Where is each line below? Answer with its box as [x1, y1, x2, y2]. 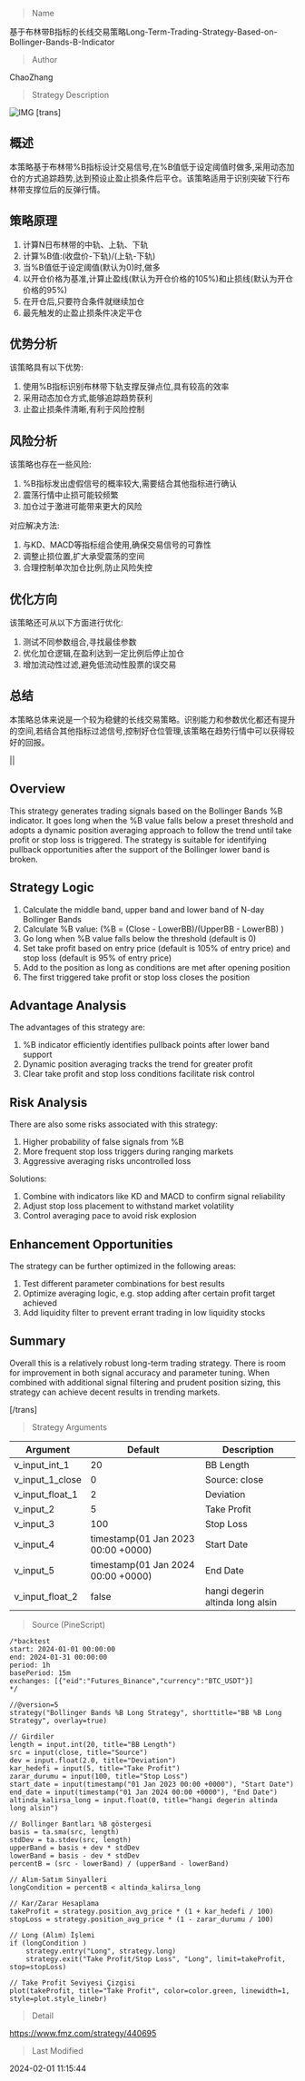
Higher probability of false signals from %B [22, 1137, 184, 1148]
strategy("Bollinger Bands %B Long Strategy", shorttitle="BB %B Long [9, 1708, 282, 1717]
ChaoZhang [9, 72, 54, 83]
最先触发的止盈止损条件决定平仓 [22, 307, 143, 318]
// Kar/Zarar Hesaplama [9, 1899, 100, 1908]
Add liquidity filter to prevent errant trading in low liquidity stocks [22, 1307, 266, 1317]
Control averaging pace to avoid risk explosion [22, 1210, 197, 1221]
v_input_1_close [14, 1473, 82, 1485]
